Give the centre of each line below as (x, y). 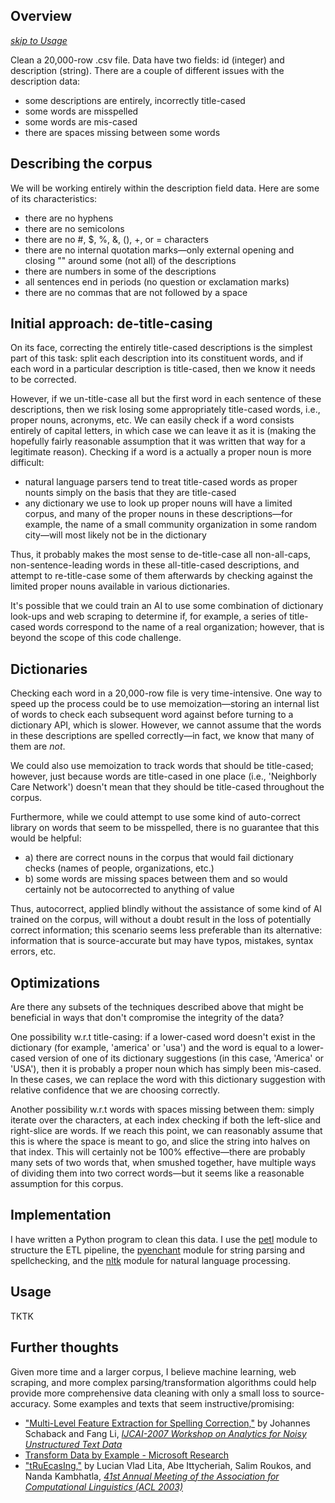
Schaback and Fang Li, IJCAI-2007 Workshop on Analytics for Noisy (165, 1433)
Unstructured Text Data (73, 1444)
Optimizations (55, 982)
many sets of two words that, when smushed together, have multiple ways (163, 1163)
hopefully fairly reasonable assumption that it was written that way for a (158, 441)
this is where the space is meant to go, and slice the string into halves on (160, 1141)
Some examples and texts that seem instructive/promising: (174, 1403)
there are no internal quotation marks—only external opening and (159, 250)
